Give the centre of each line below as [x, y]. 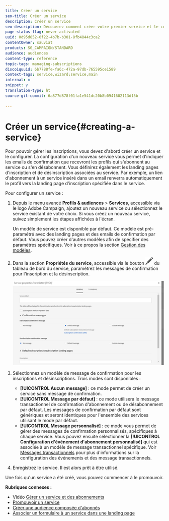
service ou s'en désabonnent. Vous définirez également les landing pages [82, 167]
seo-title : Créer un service [36, 16]
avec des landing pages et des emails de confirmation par [95, 234]
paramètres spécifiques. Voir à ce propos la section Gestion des [79, 245]
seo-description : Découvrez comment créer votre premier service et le [82, 27]
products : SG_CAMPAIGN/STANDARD [39, 48]
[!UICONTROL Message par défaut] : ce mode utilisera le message [90, 399]
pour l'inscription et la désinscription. [51, 274]
